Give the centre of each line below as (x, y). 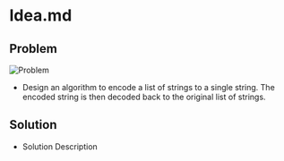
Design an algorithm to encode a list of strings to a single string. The (148, 87)
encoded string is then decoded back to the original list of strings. (144, 97)
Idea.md (41, 16)
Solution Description (60, 146)
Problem (34, 49)
